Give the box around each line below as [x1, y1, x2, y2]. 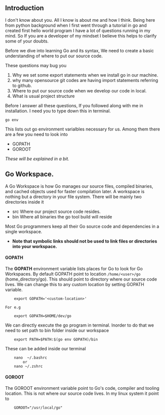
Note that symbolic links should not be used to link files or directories [12, 238, 158, 244]
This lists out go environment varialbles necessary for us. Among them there [5, 126, 160, 132]
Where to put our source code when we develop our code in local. [12, 87, 147, 93]
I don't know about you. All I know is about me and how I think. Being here [5, 17, 155, 23]
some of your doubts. [5, 38, 49, 44]
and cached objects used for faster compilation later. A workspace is [5, 188, 145, 194]
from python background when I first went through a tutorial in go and [5, 22, 147, 28]
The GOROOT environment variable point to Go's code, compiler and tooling [5, 385, 160, 391]
